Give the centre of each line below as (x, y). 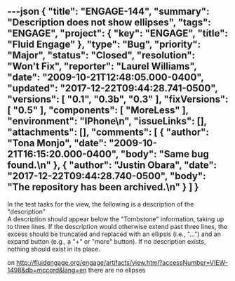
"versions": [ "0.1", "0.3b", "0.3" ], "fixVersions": (118, 99)
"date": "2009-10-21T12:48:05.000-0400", (106, 78)
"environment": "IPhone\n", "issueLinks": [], (107, 121)
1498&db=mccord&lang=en (47, 270)
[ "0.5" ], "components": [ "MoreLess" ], (98, 111)
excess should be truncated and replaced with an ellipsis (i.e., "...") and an (114, 234)
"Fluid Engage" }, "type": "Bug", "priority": (104, 45)
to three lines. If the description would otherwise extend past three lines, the (117, 226)
